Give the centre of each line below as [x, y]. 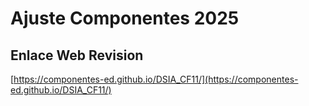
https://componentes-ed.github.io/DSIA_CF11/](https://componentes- [156, 79]
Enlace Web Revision [77, 55]
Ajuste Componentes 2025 [125, 18]
